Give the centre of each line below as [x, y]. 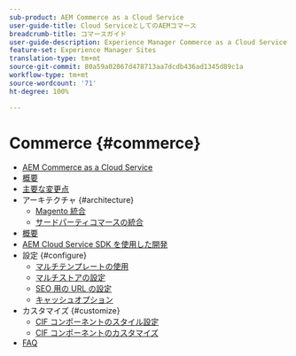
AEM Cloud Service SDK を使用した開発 [95, 244]
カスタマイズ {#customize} [71, 311]
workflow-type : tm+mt [49, 75]
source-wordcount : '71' [53, 83]
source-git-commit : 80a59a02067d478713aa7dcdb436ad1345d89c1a [126, 67]
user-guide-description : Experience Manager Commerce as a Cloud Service [148, 42]
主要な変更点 [45, 189]
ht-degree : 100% [39, 91]
